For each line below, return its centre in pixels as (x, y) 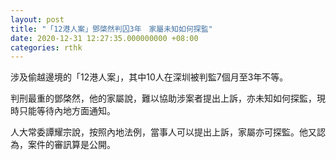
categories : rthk (46, 47)
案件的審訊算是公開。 (71, 145)
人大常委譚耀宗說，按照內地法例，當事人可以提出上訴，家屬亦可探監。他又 (163, 132)
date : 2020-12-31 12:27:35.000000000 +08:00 (104, 38)
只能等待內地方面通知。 (67, 111)
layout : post (37, 19)
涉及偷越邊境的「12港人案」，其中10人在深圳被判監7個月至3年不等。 (149, 77)
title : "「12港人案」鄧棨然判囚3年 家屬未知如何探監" (111, 29)
